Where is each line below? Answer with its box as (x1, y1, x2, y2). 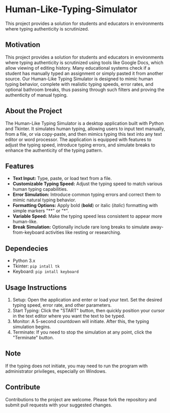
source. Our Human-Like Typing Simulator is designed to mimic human (5, 75, 153, 82)
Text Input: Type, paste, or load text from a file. (12, 175, 112, 182)
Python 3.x (12, 258, 36, 264)
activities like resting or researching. (45, 229, 121, 235)
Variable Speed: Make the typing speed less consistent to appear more (12, 213, 162, 219)
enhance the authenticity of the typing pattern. (5, 147, 103, 153)
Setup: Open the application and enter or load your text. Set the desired (12, 297, 162, 303)
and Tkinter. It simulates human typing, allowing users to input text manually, (5, 126, 165, 132)
